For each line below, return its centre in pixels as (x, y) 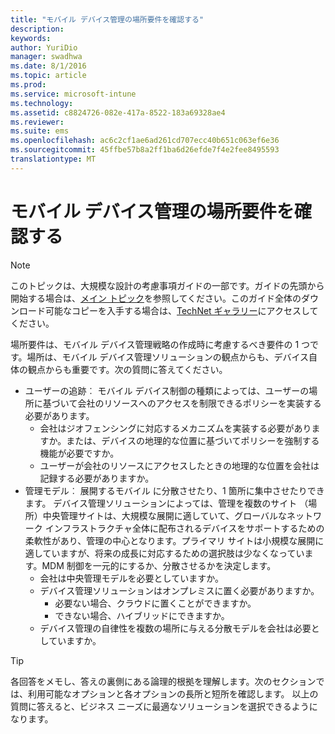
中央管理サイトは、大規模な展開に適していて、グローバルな (165, 515)
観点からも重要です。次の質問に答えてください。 (127, 369)
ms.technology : (42, 103)
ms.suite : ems (40, 131)
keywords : (31, 38)
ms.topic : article (48, 76)
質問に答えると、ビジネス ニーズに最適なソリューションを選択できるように (164, 706)
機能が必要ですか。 (79, 453)
